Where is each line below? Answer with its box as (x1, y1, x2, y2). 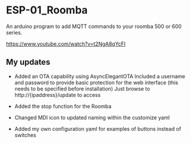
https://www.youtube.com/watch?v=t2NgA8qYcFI (6, 40, 126, 47)
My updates (6, 57, 51, 67)
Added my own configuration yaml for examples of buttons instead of (14, 125, 182, 132)
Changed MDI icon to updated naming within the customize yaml (14, 114, 170, 121)
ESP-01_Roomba (6, 4, 88, 17)
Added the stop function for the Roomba (14, 103, 112, 110)
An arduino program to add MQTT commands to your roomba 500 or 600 (6, 23, 182, 30)
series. (6, 29, 22, 36)
